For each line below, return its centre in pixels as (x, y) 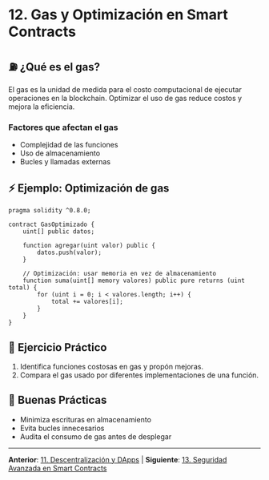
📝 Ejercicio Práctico (58, 347)
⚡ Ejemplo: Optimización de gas (89, 188)
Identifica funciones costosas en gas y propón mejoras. (112, 366)
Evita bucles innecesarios (62, 428)
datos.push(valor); (70, 253)
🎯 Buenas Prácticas (58, 400)
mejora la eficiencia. (42, 107)
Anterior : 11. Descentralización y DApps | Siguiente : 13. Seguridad (118, 459)
